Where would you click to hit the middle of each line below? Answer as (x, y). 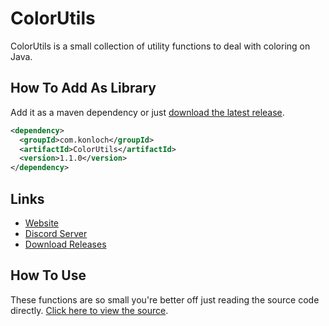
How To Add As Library (83, 88)
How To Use (48, 275)
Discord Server (56, 233)
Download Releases (65, 244)
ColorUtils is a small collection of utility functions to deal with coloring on (160, 46)
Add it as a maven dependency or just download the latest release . (147, 112)
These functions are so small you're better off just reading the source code (165, 299)
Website (42, 223)
